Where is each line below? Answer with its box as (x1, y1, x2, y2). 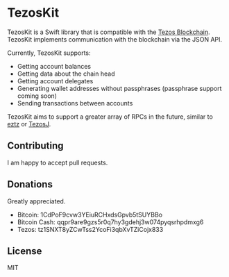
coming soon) (17, 92, 58, 100)
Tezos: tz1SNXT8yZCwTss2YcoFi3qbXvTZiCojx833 (17, 225, 164, 233)
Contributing (7, 140, 64, 152)
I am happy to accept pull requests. (7, 158, 108, 167)
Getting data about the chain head (17, 69, 115, 78)
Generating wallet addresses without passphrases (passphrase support (17, 84, 222, 92)
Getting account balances (17, 62, 92, 70)
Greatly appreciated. (7, 196, 66, 205)
